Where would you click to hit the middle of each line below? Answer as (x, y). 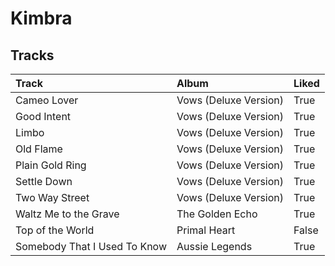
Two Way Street (52, 197)
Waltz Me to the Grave (67, 214)
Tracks (32, 55)
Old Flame (39, 149)
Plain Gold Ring (51, 165)
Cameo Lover (47, 100)
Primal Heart (206, 230)
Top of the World (55, 230)
